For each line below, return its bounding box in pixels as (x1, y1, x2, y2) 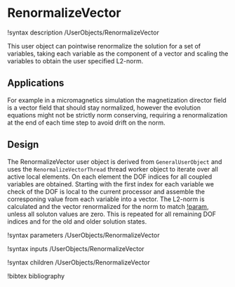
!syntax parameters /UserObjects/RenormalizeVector (7, 231, 160, 239)
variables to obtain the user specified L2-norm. (7, 56, 144, 65)
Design (7, 139, 39, 151)
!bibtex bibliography (7, 272, 65, 280)
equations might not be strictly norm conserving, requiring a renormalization (7, 110, 228, 119)
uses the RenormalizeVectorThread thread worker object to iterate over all (7, 165, 219, 173)
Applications (7, 77, 65, 89)
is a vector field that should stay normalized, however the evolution (7, 103, 201, 112)
